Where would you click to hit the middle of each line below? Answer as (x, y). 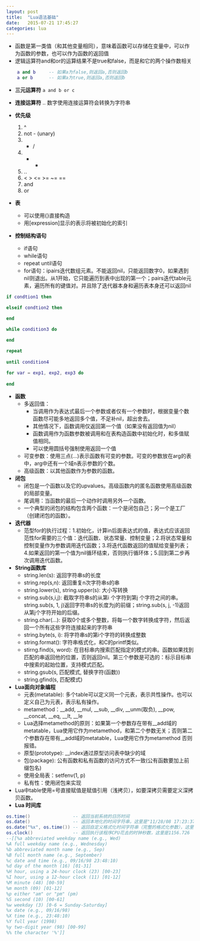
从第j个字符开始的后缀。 (53, 612)
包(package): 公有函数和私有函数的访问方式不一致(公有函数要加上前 (106, 760)
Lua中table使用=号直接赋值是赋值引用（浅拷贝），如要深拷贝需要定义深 (101, 790)
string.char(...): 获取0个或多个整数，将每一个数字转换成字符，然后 (104, 620)
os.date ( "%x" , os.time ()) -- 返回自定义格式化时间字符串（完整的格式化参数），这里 (100, 827)
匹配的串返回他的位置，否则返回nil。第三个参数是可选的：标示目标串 (107, 657)
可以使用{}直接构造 (47, 216)
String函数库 (30, 568)
